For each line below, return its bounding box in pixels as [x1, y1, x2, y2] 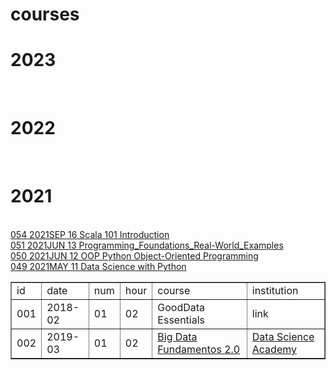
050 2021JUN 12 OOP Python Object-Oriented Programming [10, 250, 259, 262]
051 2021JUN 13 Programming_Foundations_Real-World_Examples [10, 239, 284, 251]
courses [10, 3, 80, 26]
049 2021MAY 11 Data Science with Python [10, 261, 187, 272]
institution [251, 284, 299, 297]
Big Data [157, 330, 198, 343]
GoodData [157, 301, 206, 314]
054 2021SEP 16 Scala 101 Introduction [10, 229, 170, 240]
